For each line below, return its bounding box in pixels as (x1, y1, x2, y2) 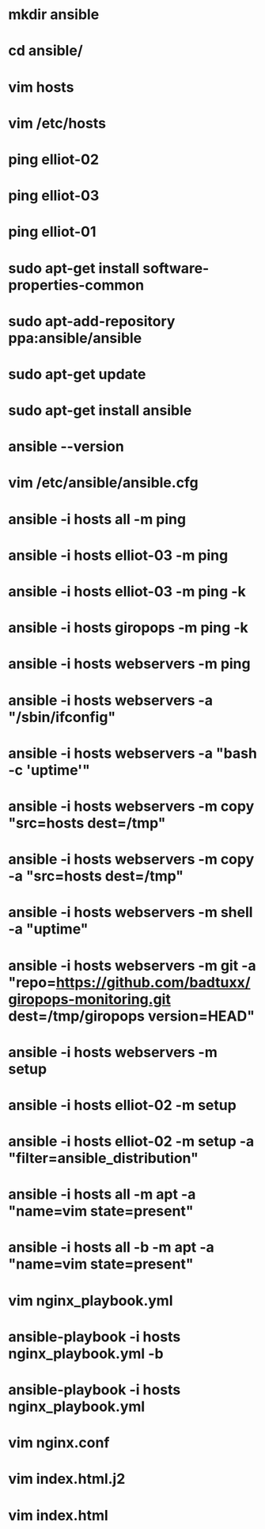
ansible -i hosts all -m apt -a (8, 1185, 196, 1204)
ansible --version (8, 438, 124, 456)
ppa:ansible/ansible (8, 329, 142, 347)
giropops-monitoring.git (8, 990, 172, 1008)
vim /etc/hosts (8, 114, 107, 132)
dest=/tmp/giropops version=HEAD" (8, 1007, 256, 1025)
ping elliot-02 (8, 150, 100, 168)
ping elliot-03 (8, 187, 100, 205)
